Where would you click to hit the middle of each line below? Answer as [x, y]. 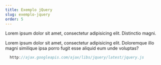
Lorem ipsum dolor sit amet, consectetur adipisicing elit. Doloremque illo [80, 43]
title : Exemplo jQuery [29, 10]
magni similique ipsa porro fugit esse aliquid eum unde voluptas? [72, 48]
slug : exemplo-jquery [28, 14]
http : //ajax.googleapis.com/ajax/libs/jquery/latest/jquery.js [77, 57]
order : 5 [14, 19]
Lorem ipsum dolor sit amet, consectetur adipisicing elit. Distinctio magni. [81, 33]
